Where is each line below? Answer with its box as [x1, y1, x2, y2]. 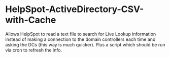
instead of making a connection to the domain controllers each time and [5, 36, 156, 42]
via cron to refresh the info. [5, 47, 62, 53]
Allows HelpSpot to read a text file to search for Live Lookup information [5, 31, 156, 37]
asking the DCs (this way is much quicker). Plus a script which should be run [5, 41, 166, 47]
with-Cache [5, 14, 56, 26]
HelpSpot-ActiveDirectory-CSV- [5, 4, 144, 15]
